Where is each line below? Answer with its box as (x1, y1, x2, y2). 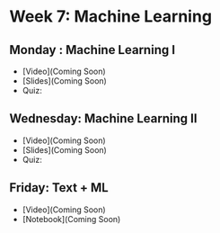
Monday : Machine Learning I (9, 42, 176, 58)
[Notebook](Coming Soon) (22, 213, 121, 224)
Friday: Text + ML (9, 180, 110, 195)
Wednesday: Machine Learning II (9, 111, 198, 127)
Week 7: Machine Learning (9, 6, 213, 27)
